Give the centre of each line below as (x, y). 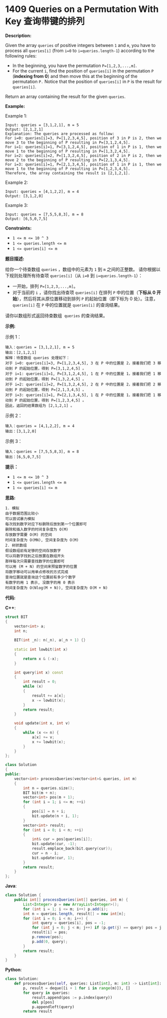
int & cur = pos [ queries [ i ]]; (62, 839)
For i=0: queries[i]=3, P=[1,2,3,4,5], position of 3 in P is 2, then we (83, 138)
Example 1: (16, 115)
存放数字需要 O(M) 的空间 (29, 534)
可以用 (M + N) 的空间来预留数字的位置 (41, 566)
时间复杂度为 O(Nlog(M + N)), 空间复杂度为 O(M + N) (57, 588)
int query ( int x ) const (39, 672)
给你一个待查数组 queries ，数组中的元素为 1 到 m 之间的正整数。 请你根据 (81, 269)
